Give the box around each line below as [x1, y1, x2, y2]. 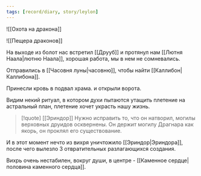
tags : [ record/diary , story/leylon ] [6, 8, 98, 15]
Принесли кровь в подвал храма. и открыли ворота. [6, 85, 142, 92]
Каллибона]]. [6, 73, 40, 80]
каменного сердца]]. [32, 163, 86, 170]
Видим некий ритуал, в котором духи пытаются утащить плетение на [6, 96, 185, 103]
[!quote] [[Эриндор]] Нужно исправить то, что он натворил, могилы [21, 114, 196, 121]
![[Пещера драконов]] [6, 37, 63, 44]
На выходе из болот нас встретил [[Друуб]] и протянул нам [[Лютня [6, 49, 183, 56]
